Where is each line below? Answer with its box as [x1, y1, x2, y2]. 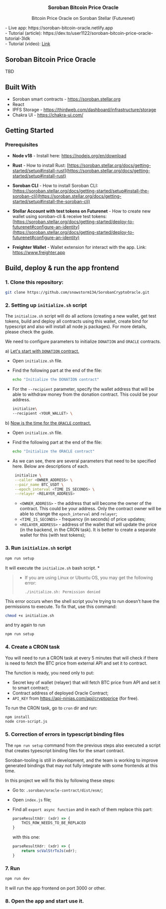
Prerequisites [5, 141, 38, 148]
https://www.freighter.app [12, 249, 65, 255]
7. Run [5, 865, 20, 872]
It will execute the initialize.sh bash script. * [5, 565, 100, 571]
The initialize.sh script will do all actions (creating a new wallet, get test [5, 313, 157, 319]
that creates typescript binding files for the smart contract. [5, 747, 125, 753]
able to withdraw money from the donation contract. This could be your [12, 391, 159, 397]
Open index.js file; [12, 796, 52, 802]
